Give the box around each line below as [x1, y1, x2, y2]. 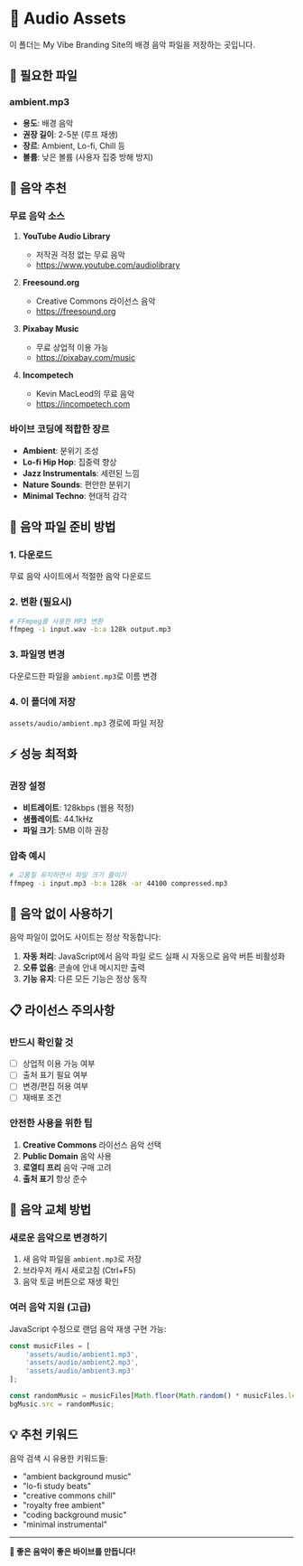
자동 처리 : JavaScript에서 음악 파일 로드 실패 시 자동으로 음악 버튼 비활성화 [22, 951, 286, 961]
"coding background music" [22, 1509, 127, 1520]
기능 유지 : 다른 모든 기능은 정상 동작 [22, 973, 148, 984]
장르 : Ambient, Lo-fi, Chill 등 [22, 140, 126, 151]
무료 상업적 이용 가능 [35, 342, 109, 353]
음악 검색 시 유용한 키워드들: [9, 1452, 108, 1463]
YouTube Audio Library [22, 230, 111, 242]
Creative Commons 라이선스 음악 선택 [22, 1139, 162, 1150]
